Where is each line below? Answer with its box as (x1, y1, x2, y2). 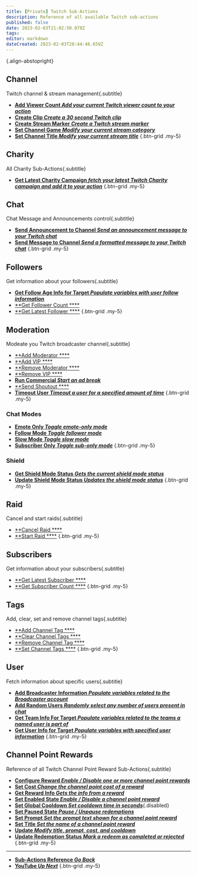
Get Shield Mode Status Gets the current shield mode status (14, 470, 164, 477)
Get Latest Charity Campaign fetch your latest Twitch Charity (14, 177, 168, 184)
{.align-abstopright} (6, 57, 54, 65)
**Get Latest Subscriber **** (14, 576, 86, 584)
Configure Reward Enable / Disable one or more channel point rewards (14, 776, 191, 784)
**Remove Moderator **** (14, 364, 80, 371)
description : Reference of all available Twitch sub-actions (6, 14, 159, 20)
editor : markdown (6, 36, 49, 42)
